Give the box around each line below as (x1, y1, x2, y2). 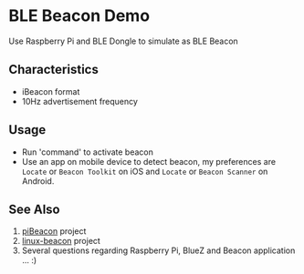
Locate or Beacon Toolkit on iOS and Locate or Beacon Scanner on (21, 166, 268, 177)
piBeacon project (21, 226, 87, 237)
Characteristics (8, 62, 100, 77)
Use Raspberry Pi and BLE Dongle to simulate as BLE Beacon (8, 36, 238, 46)
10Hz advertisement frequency (21, 96, 139, 107)
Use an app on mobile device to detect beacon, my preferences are (21, 156, 276, 167)
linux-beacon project (21, 236, 101, 247)
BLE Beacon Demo (8, 5, 151, 26)
